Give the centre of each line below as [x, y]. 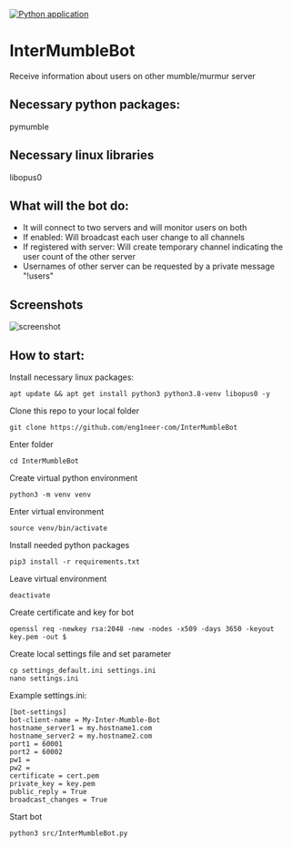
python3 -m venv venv [50, 495]
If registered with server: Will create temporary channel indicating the [153, 247]
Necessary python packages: [95, 105]
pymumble [30, 127]
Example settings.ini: [48, 695]
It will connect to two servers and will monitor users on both [135, 228]
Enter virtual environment [57, 511]
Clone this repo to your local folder [74, 411]
